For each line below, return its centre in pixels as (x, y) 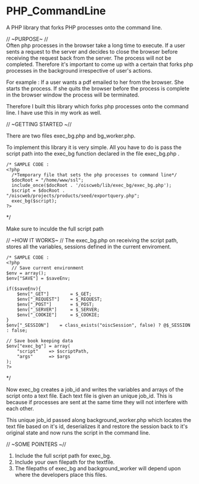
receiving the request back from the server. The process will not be (89, 58)
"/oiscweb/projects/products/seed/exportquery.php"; (73, 196)
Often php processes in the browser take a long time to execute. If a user (96, 45)
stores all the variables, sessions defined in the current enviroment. (89, 246)
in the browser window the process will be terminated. (73, 95)
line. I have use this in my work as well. (54, 113)
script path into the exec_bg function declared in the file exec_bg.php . (93, 154)
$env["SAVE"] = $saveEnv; (38, 278)
